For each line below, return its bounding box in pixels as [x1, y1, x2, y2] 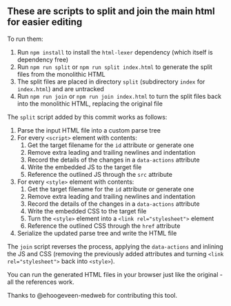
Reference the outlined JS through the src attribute [27, 170, 172, 178]
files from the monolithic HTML [17, 70, 106, 78]
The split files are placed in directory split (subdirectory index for [17, 77, 205, 86]
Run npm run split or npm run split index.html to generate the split [17, 62, 212, 71]
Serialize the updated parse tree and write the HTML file [17, 229, 177, 237]
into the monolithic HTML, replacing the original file [17, 99, 163, 108]
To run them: [7, 35, 43, 43]
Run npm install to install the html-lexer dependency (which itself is [17, 48, 213, 56]
